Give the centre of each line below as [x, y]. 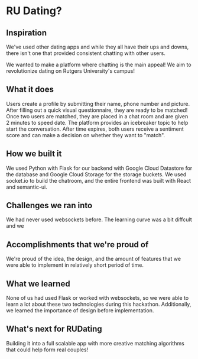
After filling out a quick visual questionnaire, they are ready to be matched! [97, 110]
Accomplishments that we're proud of [77, 245]
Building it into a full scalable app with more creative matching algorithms [95, 343]
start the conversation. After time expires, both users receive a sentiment [95, 129]
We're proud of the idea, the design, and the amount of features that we [94, 259]
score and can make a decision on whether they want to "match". [86, 135]
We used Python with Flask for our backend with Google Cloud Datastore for [99, 168]
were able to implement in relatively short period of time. [75, 265]
